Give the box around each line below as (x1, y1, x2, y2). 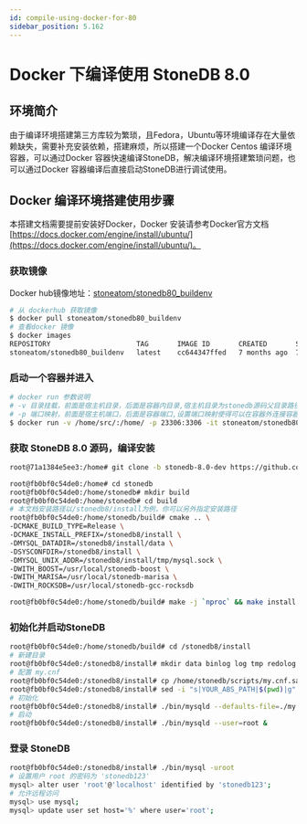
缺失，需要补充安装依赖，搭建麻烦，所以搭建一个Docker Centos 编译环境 (16, 141, 292, 152)
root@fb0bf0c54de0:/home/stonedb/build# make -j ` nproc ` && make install (9, 597, 297, 607)
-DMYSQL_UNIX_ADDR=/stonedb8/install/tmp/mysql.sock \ (9, 555, 223, 565)
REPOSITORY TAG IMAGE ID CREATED (9, 340, 268, 349)
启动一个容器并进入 (9, 371, 94, 384)
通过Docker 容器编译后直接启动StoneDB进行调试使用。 (25, 164, 232, 174)
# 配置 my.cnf (9, 668, 61, 677)
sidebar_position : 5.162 (9, 22, 104, 31)
